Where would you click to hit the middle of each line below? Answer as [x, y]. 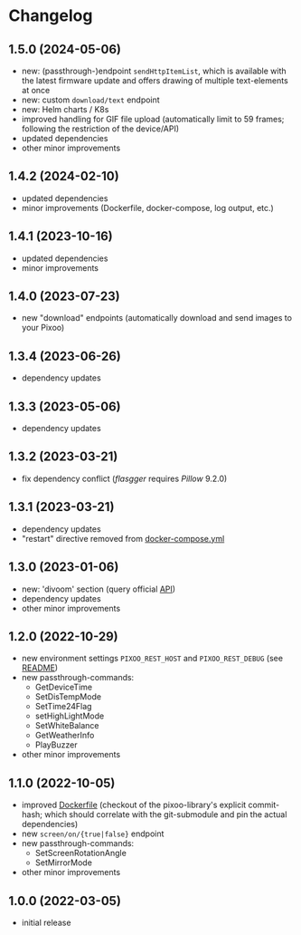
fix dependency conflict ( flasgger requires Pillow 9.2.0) [124, 478]
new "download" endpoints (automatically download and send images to [157, 318]
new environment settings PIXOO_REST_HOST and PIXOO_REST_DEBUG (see [152, 659]
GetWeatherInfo [65, 736]
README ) [40, 668]
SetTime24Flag [63, 707]
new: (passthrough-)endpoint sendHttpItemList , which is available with [154, 71]
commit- [264, 805]
